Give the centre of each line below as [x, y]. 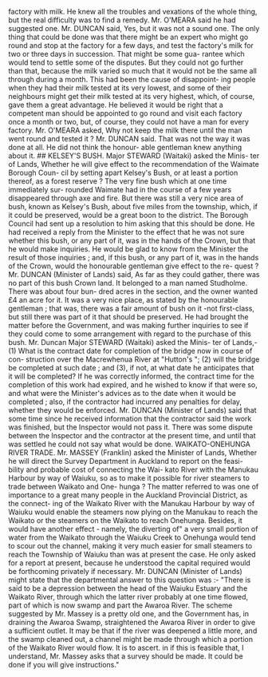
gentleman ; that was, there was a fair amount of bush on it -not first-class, [132, 308]
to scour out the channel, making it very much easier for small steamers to [130, 546]
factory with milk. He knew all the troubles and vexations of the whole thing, [133, 12]
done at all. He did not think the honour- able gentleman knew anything [125, 147]
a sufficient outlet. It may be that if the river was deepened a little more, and [133, 631]
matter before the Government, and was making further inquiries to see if [128, 325]
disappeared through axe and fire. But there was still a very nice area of [126, 198]
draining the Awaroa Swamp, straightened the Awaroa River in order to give [132, 622]
